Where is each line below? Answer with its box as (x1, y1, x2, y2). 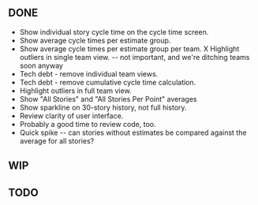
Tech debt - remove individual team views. (19, 69, 159, 78)
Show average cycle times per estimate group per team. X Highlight (19, 43, 240, 54)
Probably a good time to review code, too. (19, 119, 156, 129)
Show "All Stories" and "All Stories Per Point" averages (19, 94, 197, 103)
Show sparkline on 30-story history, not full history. (19, 102, 187, 112)
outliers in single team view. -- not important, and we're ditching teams (19, 52, 250, 61)
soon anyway (19, 61, 63, 70)
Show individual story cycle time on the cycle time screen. (19, 27, 209, 36)
